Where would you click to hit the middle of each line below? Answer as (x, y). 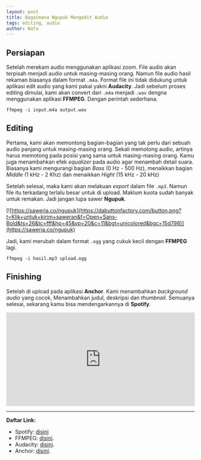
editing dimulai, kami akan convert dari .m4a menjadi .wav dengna (86, 93)
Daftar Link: (21, 420)
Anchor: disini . (33, 450)
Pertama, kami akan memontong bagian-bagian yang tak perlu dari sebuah (98, 143)
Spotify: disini (32, 431)
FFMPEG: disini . (34, 438)
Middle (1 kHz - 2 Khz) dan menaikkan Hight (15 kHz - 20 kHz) (83, 174)
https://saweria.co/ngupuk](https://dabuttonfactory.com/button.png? (97, 210)
